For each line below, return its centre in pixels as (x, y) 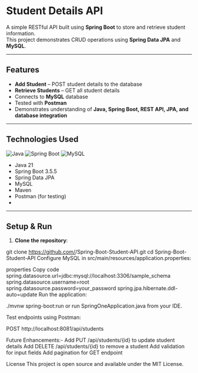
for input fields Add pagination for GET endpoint (64, 353)
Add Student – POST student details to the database (78, 84)
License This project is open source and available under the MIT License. (95, 364)
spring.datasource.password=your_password (61, 288)
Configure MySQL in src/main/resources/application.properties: (114, 258)
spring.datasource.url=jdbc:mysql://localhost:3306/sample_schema (88, 276)
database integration (41, 115)
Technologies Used (42, 139)
